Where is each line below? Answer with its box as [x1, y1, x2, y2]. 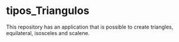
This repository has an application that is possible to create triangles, [6, 23, 174, 30]
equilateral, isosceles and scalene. [6, 29, 90, 36]
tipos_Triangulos [6, 4, 89, 17]
